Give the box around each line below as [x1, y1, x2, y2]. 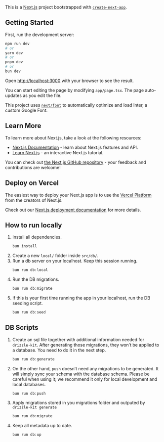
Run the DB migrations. [12, 276, 59, 282]
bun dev [5, 69, 21, 74]
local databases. [12, 381, 46, 387]
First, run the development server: [5, 32, 75, 38]
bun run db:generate [12, 356, 55, 361]
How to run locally [5, 221, 62, 229]
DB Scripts [5, 323, 39, 332]
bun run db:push [12, 391, 46, 396]
